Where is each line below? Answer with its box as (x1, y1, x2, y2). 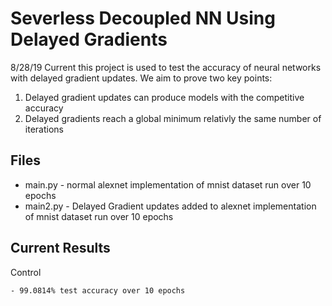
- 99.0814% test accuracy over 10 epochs (10, 285, 186, 296)
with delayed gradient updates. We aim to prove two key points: (10, 72, 273, 84)
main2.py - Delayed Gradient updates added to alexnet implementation (24, 200, 317, 212)
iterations (24, 123, 64, 135)
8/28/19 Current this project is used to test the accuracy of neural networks (10, 61, 322, 73)
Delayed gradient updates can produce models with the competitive (24, 91, 305, 103)
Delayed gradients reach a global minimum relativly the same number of (24, 112, 322, 124)
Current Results (10, 240, 111, 257)
